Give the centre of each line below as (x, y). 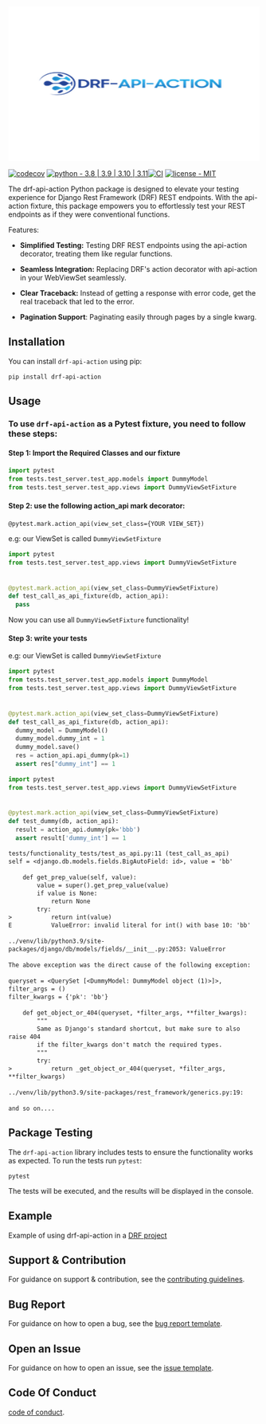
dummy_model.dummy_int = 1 (60, 739)
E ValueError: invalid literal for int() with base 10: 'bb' (129, 925)
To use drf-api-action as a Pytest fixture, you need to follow (127, 424)
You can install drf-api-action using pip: (75, 361)
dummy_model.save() (48, 747)
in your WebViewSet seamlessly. (73, 277)
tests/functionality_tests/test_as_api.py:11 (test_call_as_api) (119, 853)
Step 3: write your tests (48, 638)
